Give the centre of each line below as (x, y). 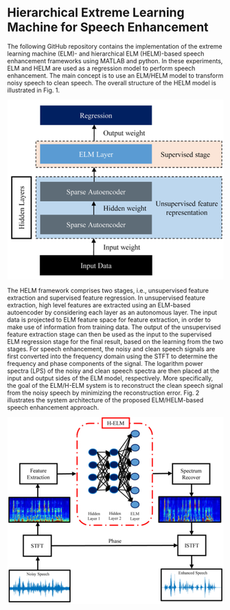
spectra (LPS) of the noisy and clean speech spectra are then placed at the (113, 371)
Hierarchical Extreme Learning (96, 13)
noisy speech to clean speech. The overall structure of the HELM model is (112, 83)
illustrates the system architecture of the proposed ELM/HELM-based (105, 400)
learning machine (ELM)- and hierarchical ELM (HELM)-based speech (106, 54)
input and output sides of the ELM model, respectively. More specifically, (110, 378)
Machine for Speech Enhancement (108, 27)
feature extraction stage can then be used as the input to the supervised (110, 334)
